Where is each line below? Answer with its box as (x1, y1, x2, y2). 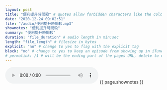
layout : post (5, 7, 32, 12)
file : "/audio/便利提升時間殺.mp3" (5, 21, 74, 26)
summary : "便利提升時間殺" (5, 30, 56, 35)
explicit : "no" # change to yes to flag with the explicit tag (5, 44, 139, 49)
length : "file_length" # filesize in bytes (5, 40, 97, 45)
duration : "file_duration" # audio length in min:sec (5, 35, 119, 40)
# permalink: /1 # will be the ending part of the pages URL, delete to (5, 53, 159, 58)
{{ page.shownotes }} (99, 79, 144, 85)
